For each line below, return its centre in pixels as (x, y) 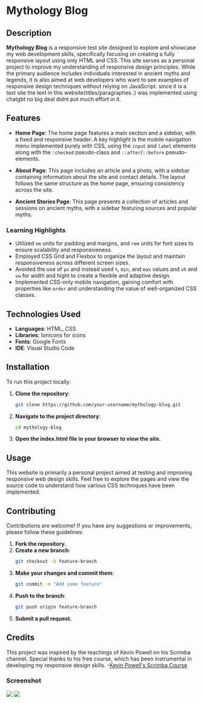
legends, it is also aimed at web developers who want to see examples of (98, 80)
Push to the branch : (40, 596)
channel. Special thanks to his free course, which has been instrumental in (99, 659)
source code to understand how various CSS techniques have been (91, 486)
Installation (28, 367)
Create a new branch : (43, 551)
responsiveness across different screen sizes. (72, 263)
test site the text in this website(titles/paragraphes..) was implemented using (101, 93)
